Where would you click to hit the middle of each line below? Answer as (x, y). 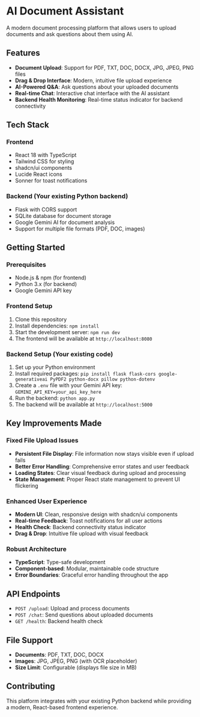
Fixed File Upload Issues (42, 441)
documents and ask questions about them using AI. (70, 34)
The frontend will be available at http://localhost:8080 (83, 338)
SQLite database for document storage (63, 216)
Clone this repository (41, 319)
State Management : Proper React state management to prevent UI (97, 479)
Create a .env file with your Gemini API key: (68, 385)
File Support (30, 640)
